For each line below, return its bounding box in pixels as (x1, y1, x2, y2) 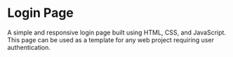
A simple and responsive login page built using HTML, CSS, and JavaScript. (7, 28, 227, 37)
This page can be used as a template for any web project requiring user (7, 35, 214, 44)
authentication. (7, 43, 51, 51)
